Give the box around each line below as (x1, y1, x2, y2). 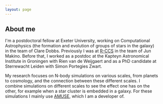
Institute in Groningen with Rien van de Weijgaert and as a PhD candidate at (5, 59, 157, 64)
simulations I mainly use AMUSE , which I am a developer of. (5, 93, 125, 99)
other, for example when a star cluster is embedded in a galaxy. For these (5, 88, 152, 94)
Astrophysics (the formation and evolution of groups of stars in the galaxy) (5, 43, 155, 49)
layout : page (5, 7, 32, 12)
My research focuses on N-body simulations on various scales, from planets (5, 73, 158, 79)
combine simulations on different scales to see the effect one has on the (5, 83, 150, 89)
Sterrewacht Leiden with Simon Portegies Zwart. (5, 63, 102, 69)
